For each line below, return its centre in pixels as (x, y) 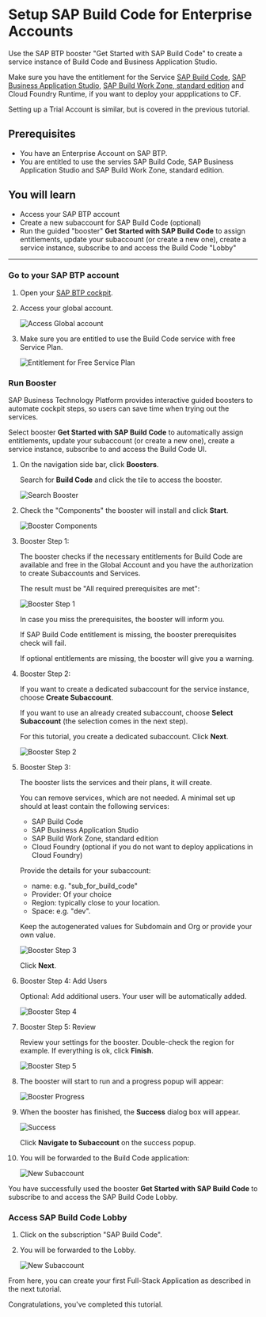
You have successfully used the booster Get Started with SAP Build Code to (133, 1189)
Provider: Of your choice (72, 894)
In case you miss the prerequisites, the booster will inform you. (122, 620)
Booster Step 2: (45, 674)
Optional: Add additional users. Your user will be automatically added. (133, 996)
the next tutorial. (35, 1289)
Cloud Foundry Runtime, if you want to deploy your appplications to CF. (125, 93)
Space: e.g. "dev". (61, 911)
